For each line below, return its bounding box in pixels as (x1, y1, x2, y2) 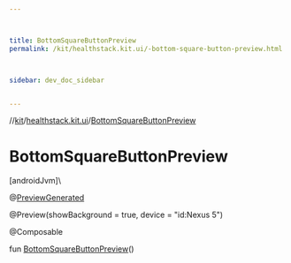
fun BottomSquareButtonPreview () (9, 244, 134, 254)
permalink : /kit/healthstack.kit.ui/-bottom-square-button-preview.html (9, 44, 283, 53)
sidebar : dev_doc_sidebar (9, 76, 104, 85)
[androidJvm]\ (9, 176, 62, 186)
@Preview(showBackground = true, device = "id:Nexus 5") (9, 209, 224, 221)
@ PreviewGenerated (9, 192, 85, 203)
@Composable (9, 227, 64, 237)
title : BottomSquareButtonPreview (9, 36, 137, 45)
